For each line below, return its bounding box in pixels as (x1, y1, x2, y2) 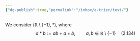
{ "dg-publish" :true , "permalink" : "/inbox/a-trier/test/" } (5, 7, 129, 13)
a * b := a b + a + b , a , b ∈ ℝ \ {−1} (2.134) (35, 30, 136, 36)
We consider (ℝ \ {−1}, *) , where (5, 21, 72, 28)
